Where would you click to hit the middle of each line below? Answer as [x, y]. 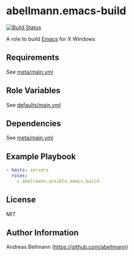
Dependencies [33, 123]
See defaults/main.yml [33, 105]
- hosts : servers [28, 170]
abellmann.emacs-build [66, 11]
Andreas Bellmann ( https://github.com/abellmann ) [67, 247]
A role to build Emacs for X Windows [51, 39]
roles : [20, 176]
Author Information [42, 233]
